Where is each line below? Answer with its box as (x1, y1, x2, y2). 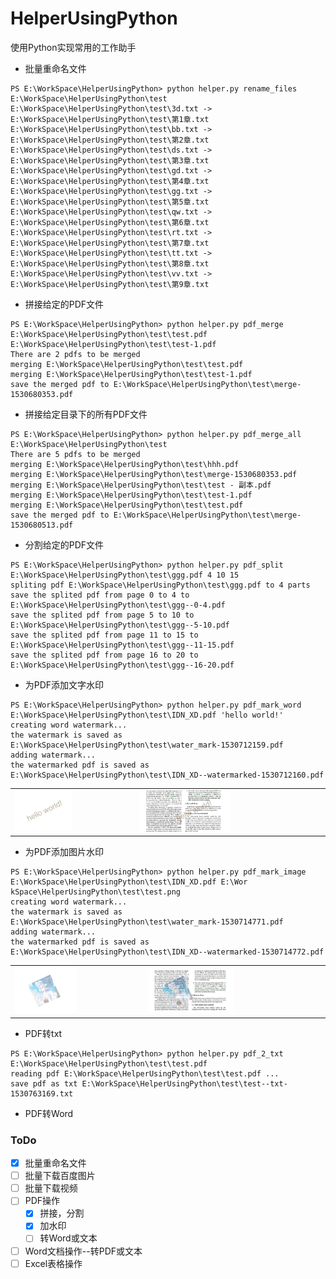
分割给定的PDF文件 (24, 538, 105, 551)
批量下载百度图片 (24, 1170, 96, 1182)
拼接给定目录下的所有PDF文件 (24, 408, 148, 420)
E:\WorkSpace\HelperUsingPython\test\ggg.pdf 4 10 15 (10, 570, 240, 580)
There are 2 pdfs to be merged (10, 349, 141, 359)
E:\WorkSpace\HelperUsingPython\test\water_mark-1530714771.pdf (10, 917, 284, 927)
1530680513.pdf (10, 520, 74, 530)
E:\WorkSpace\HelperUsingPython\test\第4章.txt (10, 176, 210, 186)
